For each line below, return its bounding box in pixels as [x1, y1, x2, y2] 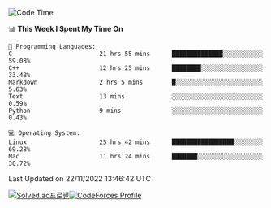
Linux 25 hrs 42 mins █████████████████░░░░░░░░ [8, 138, 264, 146]
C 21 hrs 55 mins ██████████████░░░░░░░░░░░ [8, 50, 264, 58]
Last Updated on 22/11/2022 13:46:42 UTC [8, 174, 152, 183]
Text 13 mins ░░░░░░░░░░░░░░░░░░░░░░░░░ [8, 93, 264, 101]
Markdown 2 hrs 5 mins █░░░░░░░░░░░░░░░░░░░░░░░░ [8, 78, 264, 86]
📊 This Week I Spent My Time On [8, 24, 123, 33]
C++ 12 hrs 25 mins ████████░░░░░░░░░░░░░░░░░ [8, 64, 264, 72]
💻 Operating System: [8, 129, 81, 137]
